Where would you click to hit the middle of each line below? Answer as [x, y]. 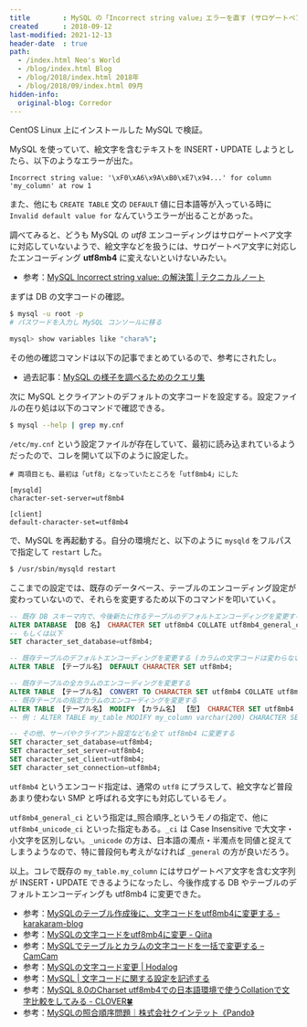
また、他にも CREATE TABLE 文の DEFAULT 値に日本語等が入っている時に [141, 204]
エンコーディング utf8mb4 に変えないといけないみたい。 [124, 258]
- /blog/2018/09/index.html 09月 [80, 86]
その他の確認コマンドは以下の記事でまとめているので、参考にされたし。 [145, 358]
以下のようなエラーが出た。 [85, 161]
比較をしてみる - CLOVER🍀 [82, 1001]
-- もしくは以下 [36, 633]
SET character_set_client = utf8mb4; [77, 759]
